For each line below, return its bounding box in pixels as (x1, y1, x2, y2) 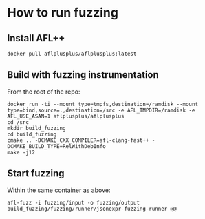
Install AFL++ (7, 32, 65, 44)
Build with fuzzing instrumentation (7, 69, 160, 81)
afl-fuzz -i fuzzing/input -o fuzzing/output (7, 199, 140, 206)
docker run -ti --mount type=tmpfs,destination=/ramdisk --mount (7, 101, 198, 107)
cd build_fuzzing (7, 131, 57, 138)
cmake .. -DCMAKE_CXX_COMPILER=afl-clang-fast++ (7, 136, 149, 144)
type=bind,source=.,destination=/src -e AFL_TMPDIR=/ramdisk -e (7, 107, 195, 114)
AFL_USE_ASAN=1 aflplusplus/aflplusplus (7, 112, 125, 120)
